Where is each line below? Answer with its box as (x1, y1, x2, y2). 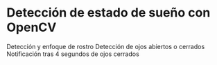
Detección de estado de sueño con (6, 5, 211, 21)
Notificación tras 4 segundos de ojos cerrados (6, 50, 139, 58)
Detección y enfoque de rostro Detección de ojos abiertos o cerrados (6, 42, 205, 50)
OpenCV (6, 19, 57, 35)
